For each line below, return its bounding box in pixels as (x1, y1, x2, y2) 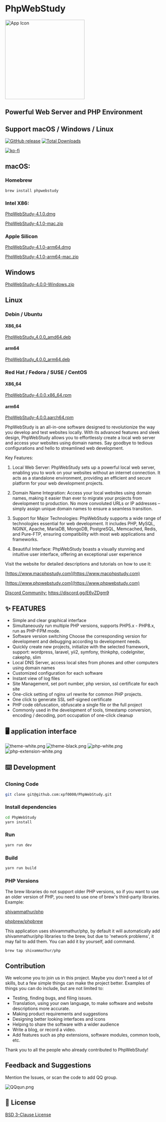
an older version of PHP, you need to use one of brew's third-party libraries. (5, 894, 160, 900)
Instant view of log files (12, 676, 60, 682)
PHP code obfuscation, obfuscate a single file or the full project (12, 702, 142, 708)
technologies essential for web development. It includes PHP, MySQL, (12, 521, 155, 527)
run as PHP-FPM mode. (12, 628, 61, 634)
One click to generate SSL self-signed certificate (12, 697, 112, 702)
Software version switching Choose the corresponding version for (12, 633, 147, 639)
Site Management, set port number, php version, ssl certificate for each (12, 681, 159, 687)
